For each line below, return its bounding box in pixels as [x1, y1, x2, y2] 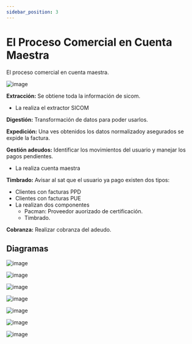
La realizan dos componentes [15, 201, 90, 208]
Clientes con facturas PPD [15, 188, 81, 196]
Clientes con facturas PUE [15, 194, 81, 202]
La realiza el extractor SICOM [15, 104, 90, 111]
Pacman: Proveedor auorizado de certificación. [24, 207, 143, 214]
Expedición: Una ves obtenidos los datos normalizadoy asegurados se [6, 128, 184, 135]
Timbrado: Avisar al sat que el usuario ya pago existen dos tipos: [6, 176, 169, 183]
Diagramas [6, 243, 49, 254]
